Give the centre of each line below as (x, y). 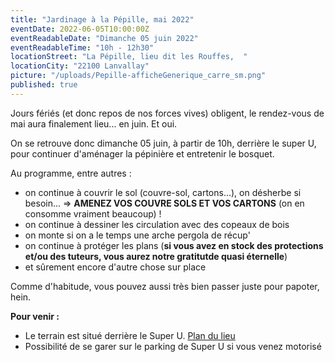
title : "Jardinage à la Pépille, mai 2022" (102, 19)
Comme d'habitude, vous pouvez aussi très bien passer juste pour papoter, (165, 286)
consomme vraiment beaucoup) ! (93, 213)
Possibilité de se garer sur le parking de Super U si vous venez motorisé (173, 346)
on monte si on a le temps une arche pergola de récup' (137, 235)
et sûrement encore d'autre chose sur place (115, 267)
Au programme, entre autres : (71, 173)
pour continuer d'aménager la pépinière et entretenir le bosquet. (142, 153)
